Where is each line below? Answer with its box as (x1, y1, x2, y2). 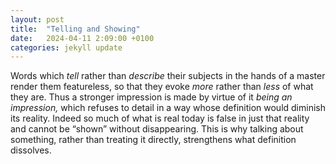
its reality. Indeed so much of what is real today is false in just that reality (10, 112, 310, 125)
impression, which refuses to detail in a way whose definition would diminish (10, 102, 326, 114)
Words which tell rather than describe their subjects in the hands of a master (10, 70, 326, 82)
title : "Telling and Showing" (10, 24, 141, 34)
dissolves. (10, 144, 52, 156)
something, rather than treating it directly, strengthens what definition (10, 134, 297, 146)
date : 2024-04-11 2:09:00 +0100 (10, 33, 155, 43)
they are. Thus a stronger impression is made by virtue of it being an (10, 91, 293, 103)
